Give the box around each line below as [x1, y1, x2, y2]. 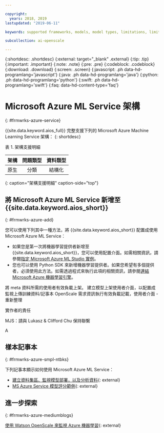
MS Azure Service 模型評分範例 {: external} [12, 383, 98, 389]
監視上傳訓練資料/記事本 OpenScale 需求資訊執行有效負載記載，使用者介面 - [5, 291, 159, 297]
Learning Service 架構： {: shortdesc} [5, 134, 81, 140]
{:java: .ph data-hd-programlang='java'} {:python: [58, 72, 159, 78]
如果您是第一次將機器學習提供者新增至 [12, 244, 89, 249]
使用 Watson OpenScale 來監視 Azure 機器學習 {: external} [5, 422, 121, 428]
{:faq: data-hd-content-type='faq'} [48, 82, 119, 88]
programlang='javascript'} [5, 72, 58, 78]
